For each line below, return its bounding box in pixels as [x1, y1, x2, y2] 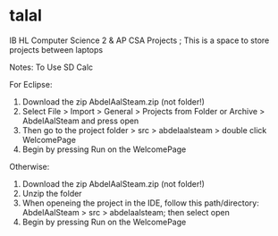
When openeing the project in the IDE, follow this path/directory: [21, 198, 259, 208]
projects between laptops [9, 44, 104, 55]
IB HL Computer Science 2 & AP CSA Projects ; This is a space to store [9, 35, 270, 46]
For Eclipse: [9, 79, 53, 89]
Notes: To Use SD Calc [9, 62, 94, 72]
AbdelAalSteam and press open [21, 115, 139, 126]
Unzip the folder [21, 188, 82, 198]
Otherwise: [9, 161, 50, 172]
